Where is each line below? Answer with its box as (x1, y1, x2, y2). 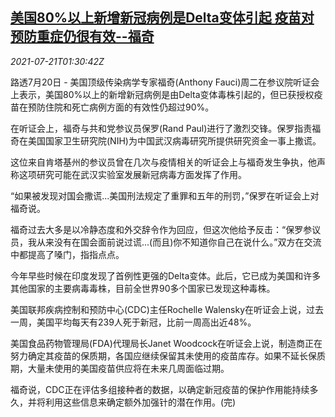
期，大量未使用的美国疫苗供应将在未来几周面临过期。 (10, 362, 230, 374)
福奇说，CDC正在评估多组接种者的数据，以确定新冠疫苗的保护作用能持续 (10, 383, 310, 395)
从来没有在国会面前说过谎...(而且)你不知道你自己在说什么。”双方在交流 (36, 236, 322, 248)
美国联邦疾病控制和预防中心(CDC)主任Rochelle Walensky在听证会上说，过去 (10, 303, 324, 315)
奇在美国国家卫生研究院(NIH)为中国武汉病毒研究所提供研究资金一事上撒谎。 (10, 134, 322, 147)
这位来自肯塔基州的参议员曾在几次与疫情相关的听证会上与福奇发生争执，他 (10, 156, 317, 168)
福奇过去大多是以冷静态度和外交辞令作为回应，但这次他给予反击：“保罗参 (10, 223, 313, 235)
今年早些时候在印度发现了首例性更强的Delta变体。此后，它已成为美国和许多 (10, 269, 322, 282)
